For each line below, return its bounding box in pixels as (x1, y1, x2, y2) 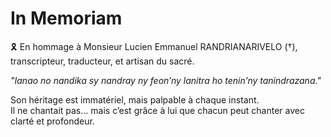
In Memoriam (10, 7, 123, 30)
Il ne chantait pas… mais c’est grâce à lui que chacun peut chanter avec (10, 104, 305, 116)
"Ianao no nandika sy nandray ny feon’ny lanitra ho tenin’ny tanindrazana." (10, 74, 322, 86)
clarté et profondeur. (10, 115, 95, 127)
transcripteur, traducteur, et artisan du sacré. (10, 55, 195, 67)
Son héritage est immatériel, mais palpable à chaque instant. (10, 93, 260, 106)
